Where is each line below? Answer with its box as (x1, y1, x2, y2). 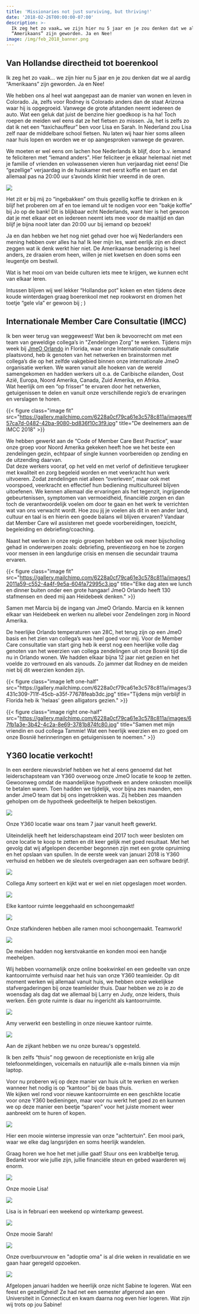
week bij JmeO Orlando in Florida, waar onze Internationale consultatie (6, 345, 179, 352)
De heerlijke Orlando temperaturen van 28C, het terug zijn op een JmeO (6, 628, 182, 635)
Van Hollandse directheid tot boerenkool (6, 58, 158, 68)
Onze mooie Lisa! (6, 1185, 49, 1192)
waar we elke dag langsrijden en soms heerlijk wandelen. (6, 1138, 146, 1146)
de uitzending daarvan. (6, 456, 63, 463)
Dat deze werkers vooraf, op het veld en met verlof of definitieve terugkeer (6, 463, 189, 470)
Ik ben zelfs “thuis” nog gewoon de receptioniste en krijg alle (6, 1054, 155, 1061)
